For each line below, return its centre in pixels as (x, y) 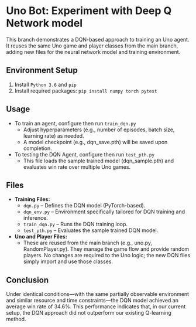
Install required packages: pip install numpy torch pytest (86, 91)
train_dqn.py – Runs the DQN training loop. (75, 224)
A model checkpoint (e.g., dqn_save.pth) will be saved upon (95, 142)
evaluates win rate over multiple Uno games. (77, 167)
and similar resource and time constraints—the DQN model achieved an (92, 301)
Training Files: (32, 199)
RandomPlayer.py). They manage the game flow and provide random (106, 249)
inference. (35, 218)
